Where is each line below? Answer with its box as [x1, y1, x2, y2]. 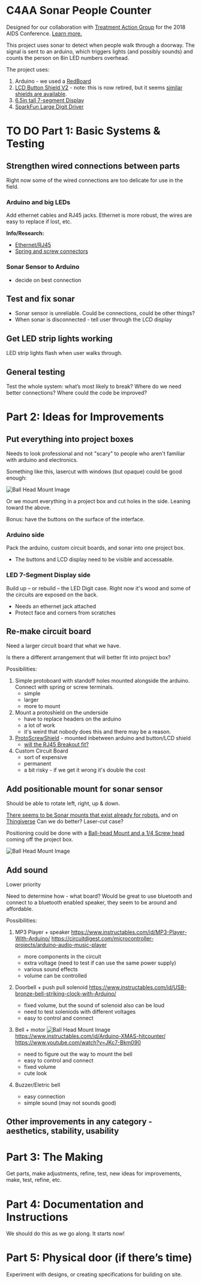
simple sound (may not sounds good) [23, 1100, 116, 1106]
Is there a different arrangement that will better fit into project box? [6, 654, 171, 661]
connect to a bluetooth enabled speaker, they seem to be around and [6, 899, 177, 906]
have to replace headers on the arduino [23, 715, 122, 722]
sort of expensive [23, 754, 67, 761]
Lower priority [6, 881, 41, 888]
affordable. [6, 905, 34, 912]
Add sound [6, 865, 48, 875]
